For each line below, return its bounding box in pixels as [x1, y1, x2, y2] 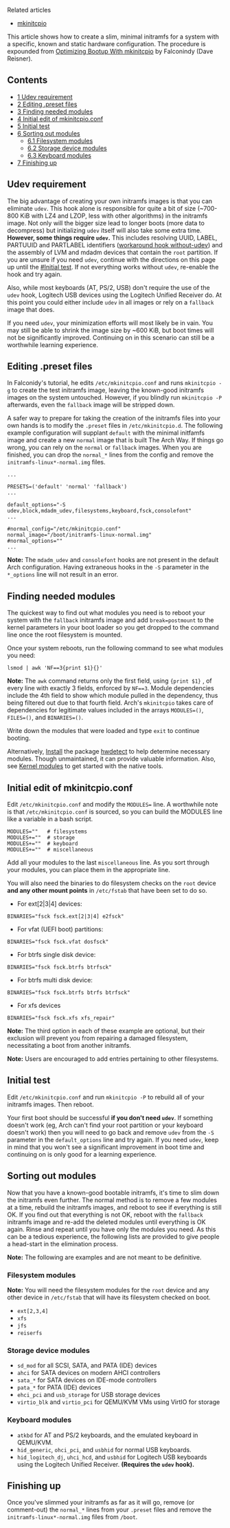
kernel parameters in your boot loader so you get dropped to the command [7, 623, 220, 632]
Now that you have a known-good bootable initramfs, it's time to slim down [7, 1188, 220, 1197]
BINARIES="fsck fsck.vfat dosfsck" [7, 938, 109, 946]
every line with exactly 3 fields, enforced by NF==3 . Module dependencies [7, 684, 214, 692]
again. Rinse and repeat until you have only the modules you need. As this [7, 1225, 216, 1233]
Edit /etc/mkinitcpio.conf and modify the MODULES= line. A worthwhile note [7, 801, 218, 809]
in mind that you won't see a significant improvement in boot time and [7, 1143, 205, 1151]
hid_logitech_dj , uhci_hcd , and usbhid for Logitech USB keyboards [16, 1453, 207, 1461]
